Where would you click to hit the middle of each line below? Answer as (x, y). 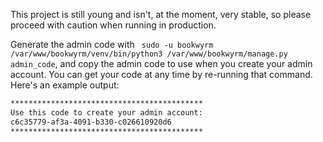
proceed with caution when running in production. (113, 25)
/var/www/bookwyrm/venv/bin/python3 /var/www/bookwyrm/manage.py (149, 54)
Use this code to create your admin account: (106, 112)
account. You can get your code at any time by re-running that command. (161, 74)
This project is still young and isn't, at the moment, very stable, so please (161, 14)
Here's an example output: (65, 85)
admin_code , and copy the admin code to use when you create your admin (161, 63)
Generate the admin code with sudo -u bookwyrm (112, 44)
